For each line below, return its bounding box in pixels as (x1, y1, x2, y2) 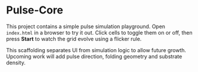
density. (6, 59, 25, 66)
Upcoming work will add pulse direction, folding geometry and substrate (6, 53, 182, 60)
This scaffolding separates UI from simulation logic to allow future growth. (6, 46, 186, 53)
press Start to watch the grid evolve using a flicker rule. (6, 35, 142, 42)
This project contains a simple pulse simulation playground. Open (6, 23, 165, 30)
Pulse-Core (6, 4, 63, 17)
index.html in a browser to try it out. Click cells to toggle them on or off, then (6, 29, 193, 36)
